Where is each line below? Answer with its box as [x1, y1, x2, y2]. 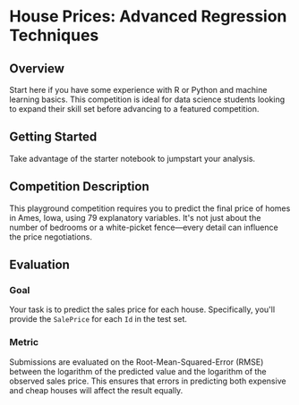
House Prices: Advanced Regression [9, 6, 287, 27]
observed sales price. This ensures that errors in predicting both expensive [9, 375, 286, 386]
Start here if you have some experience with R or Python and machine [9, 85, 268, 95]
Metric [9, 336, 38, 349]
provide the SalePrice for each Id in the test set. [9, 314, 188, 325]
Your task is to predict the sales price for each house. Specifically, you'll [9, 304, 276, 315]
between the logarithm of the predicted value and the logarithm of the [9, 366, 267, 376]
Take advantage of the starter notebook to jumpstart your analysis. [9, 153, 256, 164]
